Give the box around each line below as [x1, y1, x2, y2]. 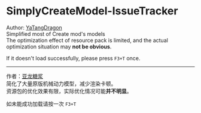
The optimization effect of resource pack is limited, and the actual [6, 36, 169, 44]
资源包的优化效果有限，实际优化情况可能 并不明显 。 [6, 87, 132, 94]
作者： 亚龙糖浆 [6, 72, 43, 80]
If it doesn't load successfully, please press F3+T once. [6, 54, 141, 62]
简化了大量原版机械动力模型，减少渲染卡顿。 [6, 80, 117, 87]
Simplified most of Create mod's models [6, 30, 106, 37]
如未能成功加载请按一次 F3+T [6, 100, 77, 107]
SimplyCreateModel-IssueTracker [6, 4, 178, 18]
